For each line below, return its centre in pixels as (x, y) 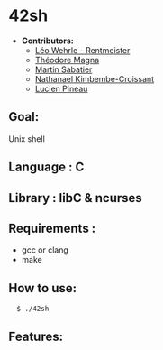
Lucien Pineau (61, 88)
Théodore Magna (67, 60)
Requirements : (52, 228)
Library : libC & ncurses (76, 198)
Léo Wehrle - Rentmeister (82, 50)
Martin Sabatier (63, 69)
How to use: (43, 288)
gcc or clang (45, 250)
